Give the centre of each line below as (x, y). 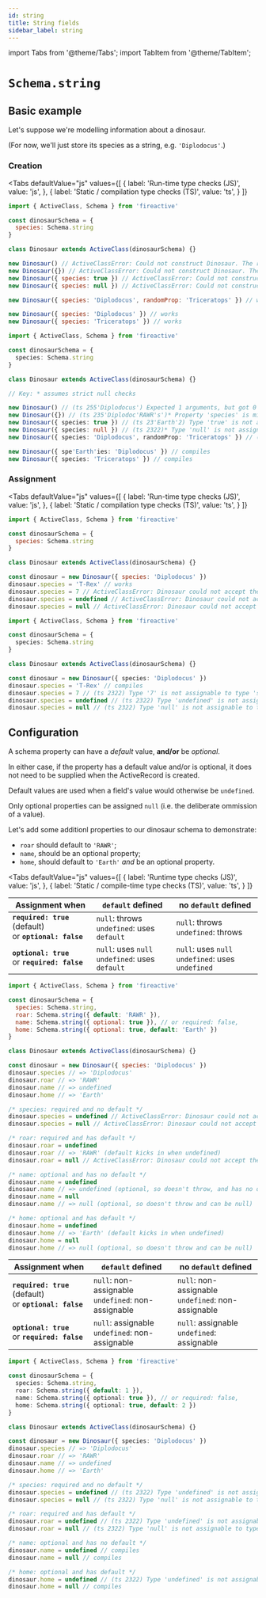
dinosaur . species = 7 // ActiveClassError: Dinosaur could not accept (127, 592)
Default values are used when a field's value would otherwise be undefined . (131, 791)
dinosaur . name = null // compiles (65, 1558)
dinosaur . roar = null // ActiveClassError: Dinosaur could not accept (127, 1160)
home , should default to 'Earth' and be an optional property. (117, 862)
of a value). (27, 814)
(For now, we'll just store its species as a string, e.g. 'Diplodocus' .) (117, 145)
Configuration (44, 732)
